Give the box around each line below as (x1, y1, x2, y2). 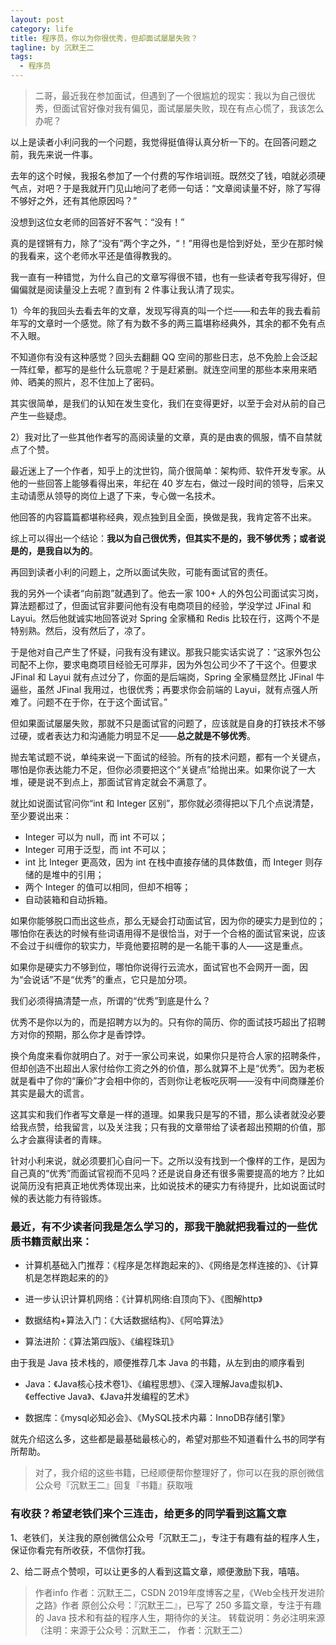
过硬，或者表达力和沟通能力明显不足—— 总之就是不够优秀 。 (10, 730, 256, 741)
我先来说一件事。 (27, 149, 98, 160)
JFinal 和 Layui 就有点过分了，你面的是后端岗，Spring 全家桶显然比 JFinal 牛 (10, 671, 325, 683)
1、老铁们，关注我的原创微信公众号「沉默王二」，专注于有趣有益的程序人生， (10, 1531, 325, 1543)
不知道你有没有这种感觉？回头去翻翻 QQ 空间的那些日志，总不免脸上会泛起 (10, 351, 318, 363)
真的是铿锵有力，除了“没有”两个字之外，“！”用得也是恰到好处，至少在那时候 (10, 237, 324, 249)
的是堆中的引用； (33, 869, 105, 880)
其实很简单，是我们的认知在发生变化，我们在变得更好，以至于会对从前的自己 (10, 397, 326, 409)
